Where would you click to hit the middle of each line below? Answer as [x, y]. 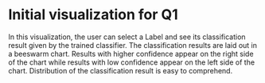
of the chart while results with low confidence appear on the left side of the [132, 62]
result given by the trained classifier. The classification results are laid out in [132, 45]
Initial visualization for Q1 [94, 15]
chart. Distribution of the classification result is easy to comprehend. [121, 70]
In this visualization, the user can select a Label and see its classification [127, 37]
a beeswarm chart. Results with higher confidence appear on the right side [131, 53]
